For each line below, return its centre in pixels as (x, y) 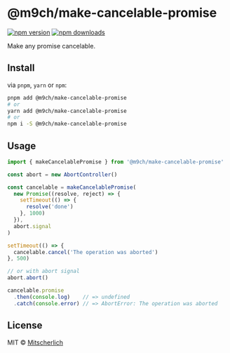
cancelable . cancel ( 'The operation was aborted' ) (86, 252)
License (25, 325)
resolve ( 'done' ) (49, 207)
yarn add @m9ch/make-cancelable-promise (67, 111)
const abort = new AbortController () (62, 174)
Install (21, 68)
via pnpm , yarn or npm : (37, 85)
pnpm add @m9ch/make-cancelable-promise (67, 98)
